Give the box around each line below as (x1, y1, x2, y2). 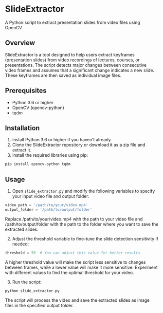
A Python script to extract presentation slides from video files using (5, 19, 140, 25)
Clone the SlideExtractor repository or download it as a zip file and (12, 142, 145, 148)
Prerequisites (5, 87, 47, 95)
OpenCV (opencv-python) (12, 105, 65, 110)
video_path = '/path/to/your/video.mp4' (5, 203, 89, 208)
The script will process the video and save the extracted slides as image (5, 297, 150, 303)
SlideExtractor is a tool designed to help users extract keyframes (5, 52, 135, 57)
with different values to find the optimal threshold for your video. (5, 269, 134, 276)
